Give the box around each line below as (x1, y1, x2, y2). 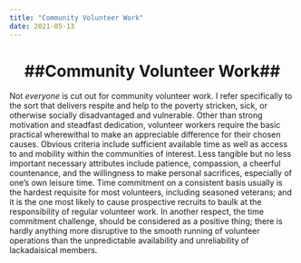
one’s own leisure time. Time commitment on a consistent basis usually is (9, 178, 283, 189)
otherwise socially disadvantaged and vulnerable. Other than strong (9, 110, 263, 121)
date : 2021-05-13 (9, 22, 75, 31)
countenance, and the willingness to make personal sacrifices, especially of (9, 168, 293, 179)
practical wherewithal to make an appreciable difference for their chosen (9, 129, 281, 141)
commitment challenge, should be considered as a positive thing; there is (9, 216, 283, 227)
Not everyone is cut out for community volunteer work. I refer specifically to (9, 91, 293, 102)
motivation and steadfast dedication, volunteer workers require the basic (9, 120, 281, 131)
